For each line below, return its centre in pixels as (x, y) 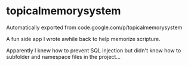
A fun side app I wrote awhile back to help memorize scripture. (83, 39)
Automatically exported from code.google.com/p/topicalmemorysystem (94, 27)
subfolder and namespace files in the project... (64, 56)
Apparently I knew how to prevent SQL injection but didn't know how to (94, 50)
